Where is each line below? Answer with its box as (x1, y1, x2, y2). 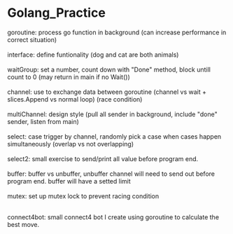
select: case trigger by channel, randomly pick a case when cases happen (7, 132, 222, 141)
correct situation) (7, 35, 57, 43)
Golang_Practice (7, 5, 106, 21)
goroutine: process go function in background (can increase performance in (7, 28, 227, 36)
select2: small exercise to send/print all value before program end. (7, 154, 199, 163)
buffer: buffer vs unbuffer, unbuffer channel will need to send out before (7, 170, 216, 178)
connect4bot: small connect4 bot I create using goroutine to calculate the (7, 212, 219, 221)
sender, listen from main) (7, 117, 79, 125)
